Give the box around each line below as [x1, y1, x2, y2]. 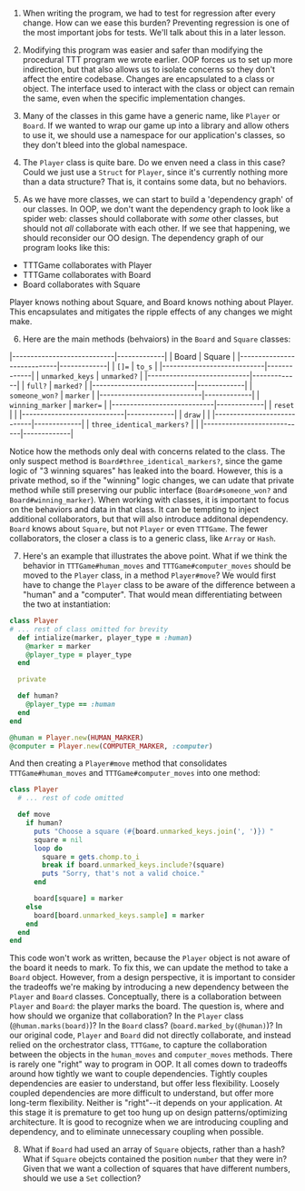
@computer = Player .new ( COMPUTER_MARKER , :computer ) [9, 741, 213, 750]
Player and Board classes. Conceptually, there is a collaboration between [9, 991, 281, 1002]
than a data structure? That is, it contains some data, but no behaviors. [22, 176, 288, 187]
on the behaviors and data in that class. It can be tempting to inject [9, 504, 259, 514]
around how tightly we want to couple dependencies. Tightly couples [9, 1068, 268, 1079]
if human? [25, 819, 64, 828]
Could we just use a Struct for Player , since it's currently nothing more [22, 167, 289, 177]
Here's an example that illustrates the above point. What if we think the [22, 551, 288, 561]
